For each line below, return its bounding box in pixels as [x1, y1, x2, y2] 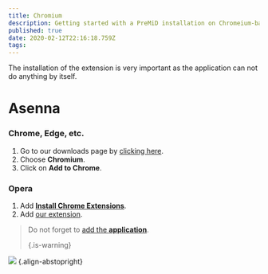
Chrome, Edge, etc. [8, 128, 85, 139]
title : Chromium [8, 11, 62, 20]
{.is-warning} [27, 240, 72, 249]
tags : [8, 41, 26, 49]
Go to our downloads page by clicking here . [19, 146, 164, 155]
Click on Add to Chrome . [19, 162, 102, 172]
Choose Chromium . [19, 155, 85, 164]
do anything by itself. [8, 72, 77, 81]
